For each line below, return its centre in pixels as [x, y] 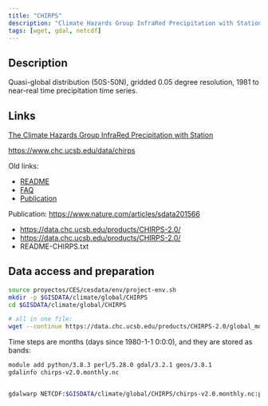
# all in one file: [41, 319]
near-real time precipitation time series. [73, 91]
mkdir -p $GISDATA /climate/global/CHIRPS [78, 297]
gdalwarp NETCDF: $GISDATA [51, 394]
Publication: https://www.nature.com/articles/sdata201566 [104, 214]
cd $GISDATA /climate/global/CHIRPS [67, 304]
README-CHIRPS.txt [54, 246]
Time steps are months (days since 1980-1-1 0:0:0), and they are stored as [130, 342]
